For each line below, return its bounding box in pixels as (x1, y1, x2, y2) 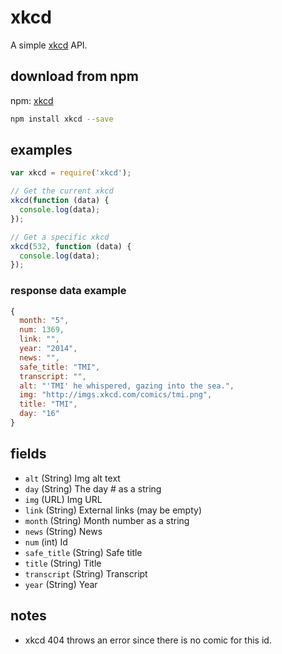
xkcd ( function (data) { (10, 196, 110, 206)
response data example (10, 284, 127, 298)
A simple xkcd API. (10, 39, 88, 51)
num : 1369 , (19, 325, 65, 335)
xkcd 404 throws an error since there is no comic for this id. (24, 634, 272, 646)
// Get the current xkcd (10, 186, 114, 196)
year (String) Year (24, 578, 98, 590)
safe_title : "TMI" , (19, 362, 101, 372)
